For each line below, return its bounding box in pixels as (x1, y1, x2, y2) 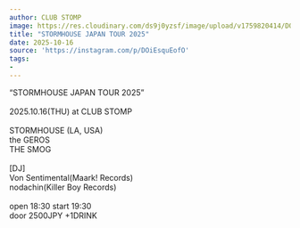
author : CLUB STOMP (9, 12, 82, 22)
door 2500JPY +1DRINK (9, 210, 98, 221)
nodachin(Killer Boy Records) (9, 182, 117, 192)
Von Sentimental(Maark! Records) (9, 172, 134, 183)
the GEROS (9, 134, 51, 145)
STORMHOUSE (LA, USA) (9, 125, 104, 135)
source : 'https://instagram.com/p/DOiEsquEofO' (9, 46, 190, 55)
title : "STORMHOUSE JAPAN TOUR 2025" (9, 29, 150, 38)
